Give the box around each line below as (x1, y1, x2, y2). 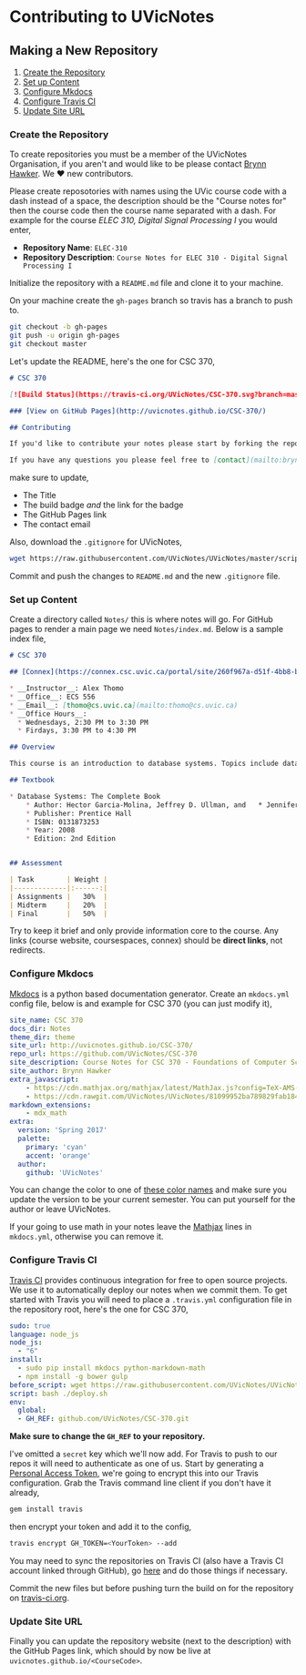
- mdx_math (25, 1108, 67, 1118)
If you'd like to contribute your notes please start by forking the (9, 439, 280, 448)
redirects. (9, 945, 46, 955)
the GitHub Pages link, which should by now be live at (9, 1646, 211, 1657)
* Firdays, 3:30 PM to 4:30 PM (17, 726, 137, 735)
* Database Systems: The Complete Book (9, 792, 161, 801)
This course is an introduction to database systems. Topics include (9, 759, 280, 769)
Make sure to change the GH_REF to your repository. (9, 1431, 206, 1442)
